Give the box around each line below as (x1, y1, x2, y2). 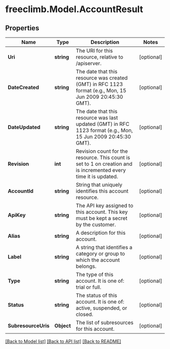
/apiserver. (75, 60, 102, 67)
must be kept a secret (75, 215, 127, 222)
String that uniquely (75, 181, 122, 188)
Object (54, 322, 71, 329)
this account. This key (75, 208, 128, 215)
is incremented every (75, 167, 126, 173)
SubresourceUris (8, 322, 50, 329)
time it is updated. (75, 173, 118, 180)
